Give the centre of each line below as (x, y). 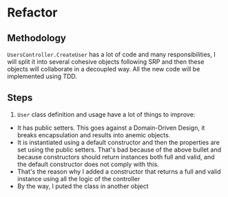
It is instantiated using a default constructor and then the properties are (118, 142)
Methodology (37, 38)
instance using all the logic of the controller (79, 178)
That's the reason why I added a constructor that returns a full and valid (119, 171)
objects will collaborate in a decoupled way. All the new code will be (104, 69)
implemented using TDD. (42, 76)
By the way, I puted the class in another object (83, 186)
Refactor (32, 13)
